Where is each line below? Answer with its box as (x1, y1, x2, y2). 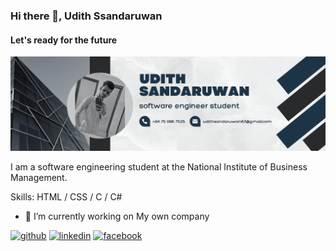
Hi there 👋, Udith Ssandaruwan (10, 9, 163, 23)
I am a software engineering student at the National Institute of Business (10, 161, 308, 173)
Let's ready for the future (10, 34, 118, 46)
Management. (10, 172, 68, 184)
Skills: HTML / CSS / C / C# (10, 191, 123, 203)
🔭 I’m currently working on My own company (24, 210, 210, 223)
